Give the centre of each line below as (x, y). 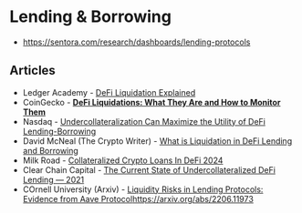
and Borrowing (51, 150)
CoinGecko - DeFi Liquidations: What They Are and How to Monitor (151, 102)
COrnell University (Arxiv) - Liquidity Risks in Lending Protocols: (143, 189)
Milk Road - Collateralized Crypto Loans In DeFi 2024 (123, 160)
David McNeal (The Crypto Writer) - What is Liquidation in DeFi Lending (157, 141)
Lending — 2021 (53, 179)
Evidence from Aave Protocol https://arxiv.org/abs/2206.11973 (138, 198)
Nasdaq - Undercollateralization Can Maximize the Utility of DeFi (144, 121)
